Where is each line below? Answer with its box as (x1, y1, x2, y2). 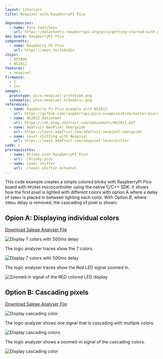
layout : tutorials (5, 7, 42, 12)
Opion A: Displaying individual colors (5, 214, 119, 222)
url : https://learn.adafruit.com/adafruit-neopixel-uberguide (14, 129, 142, 134)
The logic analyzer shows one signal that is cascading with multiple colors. (5, 320, 155, 326)
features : (5, 66, 25, 71)
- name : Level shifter (9, 161, 55, 166)
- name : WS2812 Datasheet (9, 116, 62, 120)
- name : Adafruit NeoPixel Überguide (9, 125, 86, 130)
